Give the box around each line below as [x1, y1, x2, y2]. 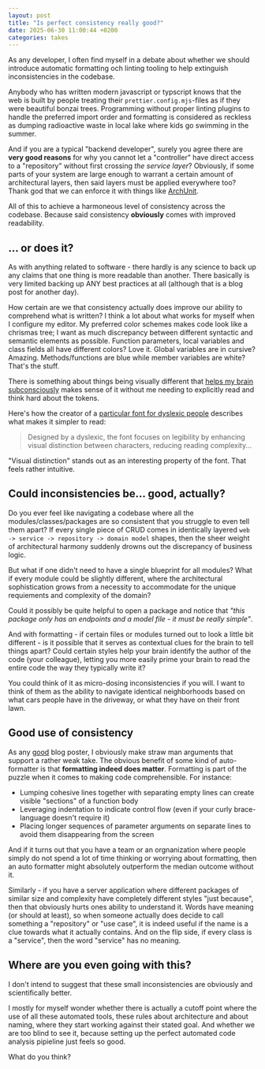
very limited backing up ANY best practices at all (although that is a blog [8, 279, 243, 289]
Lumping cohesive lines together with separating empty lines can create [19, 787, 255, 797]
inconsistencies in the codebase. [8, 72, 116, 81]
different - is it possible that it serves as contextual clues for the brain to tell [8, 637, 254, 647]
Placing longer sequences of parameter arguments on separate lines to [19, 821, 251, 831]
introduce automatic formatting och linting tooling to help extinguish [8, 64, 229, 73]
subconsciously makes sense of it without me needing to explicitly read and [8, 385, 255, 394]
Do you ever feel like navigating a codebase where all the [8, 508, 195, 518]
